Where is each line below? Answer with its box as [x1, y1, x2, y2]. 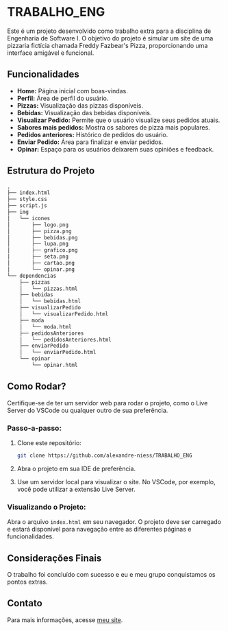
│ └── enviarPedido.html [19, 349, 97, 356]
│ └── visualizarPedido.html [19, 311, 109, 318]
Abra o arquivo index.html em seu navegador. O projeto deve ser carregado [7, 518, 221, 526]
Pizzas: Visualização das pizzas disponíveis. [16, 101, 144, 110]
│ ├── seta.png [7, 253, 69, 261]
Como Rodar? [7, 381, 66, 392]
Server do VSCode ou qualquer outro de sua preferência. [7, 406, 168, 414]
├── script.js [7, 202, 48, 209]
